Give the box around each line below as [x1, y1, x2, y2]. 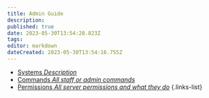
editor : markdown [7, 42, 58, 49]
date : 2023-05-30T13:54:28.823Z [7, 29, 101, 37]
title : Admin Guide [7, 10, 64, 17]
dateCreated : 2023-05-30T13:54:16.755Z [7, 49, 123, 56]
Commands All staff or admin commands [17, 75, 135, 83]
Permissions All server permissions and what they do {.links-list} [17, 83, 203, 91]
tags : [7, 36, 23, 43]
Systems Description [17, 67, 77, 76]
